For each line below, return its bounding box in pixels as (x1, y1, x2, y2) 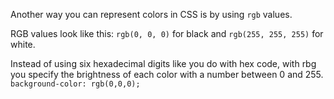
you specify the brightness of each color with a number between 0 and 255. (10, 69, 324, 80)
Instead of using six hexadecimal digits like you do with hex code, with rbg (10, 58, 317, 69)
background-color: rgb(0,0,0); (10, 79, 141, 89)
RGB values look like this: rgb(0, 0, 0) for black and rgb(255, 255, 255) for (10, 28, 324, 39)
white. (10, 39, 36, 50)
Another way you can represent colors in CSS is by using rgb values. (10, 9, 293, 20)
